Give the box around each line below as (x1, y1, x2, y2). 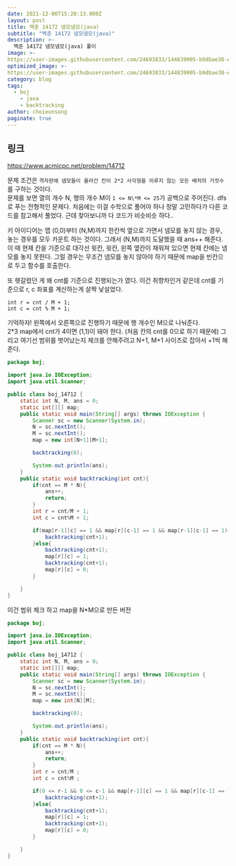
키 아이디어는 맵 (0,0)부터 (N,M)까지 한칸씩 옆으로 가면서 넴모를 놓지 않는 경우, (7, 226, 223, 235)
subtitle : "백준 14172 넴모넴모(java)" (7, 30, 115, 37)
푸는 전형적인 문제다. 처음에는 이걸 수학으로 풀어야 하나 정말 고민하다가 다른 (14, 202, 221, 211)
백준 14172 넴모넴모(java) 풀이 (13, 43, 97, 50)
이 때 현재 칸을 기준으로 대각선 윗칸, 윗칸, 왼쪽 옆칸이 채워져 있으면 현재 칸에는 (7, 244, 221, 252)
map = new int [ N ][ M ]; (32, 697, 96, 704)
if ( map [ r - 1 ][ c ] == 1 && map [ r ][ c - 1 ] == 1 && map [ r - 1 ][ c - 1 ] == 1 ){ (32, 526, 231, 534)
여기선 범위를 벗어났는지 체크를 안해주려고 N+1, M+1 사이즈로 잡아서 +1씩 (20, 336, 221, 344)
